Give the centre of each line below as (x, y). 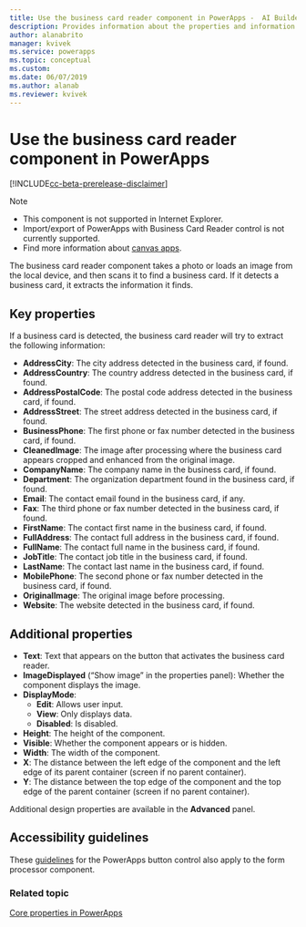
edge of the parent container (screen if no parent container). (136, 792)
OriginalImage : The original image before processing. (123, 596)
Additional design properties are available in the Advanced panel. (133, 809)
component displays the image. (82, 685)
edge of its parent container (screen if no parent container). (134, 772)
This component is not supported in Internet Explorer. (123, 219)
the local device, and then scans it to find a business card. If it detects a (144, 275)
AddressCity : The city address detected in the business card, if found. (155, 363)
